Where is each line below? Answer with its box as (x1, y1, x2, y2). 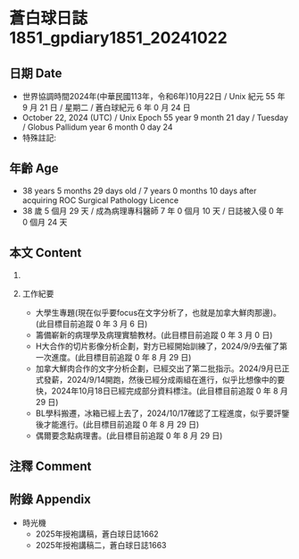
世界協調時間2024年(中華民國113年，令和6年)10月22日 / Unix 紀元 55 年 (21, 91, 286, 101)
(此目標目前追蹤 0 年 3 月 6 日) (35, 318, 148, 329)
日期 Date (9, 65, 62, 80)
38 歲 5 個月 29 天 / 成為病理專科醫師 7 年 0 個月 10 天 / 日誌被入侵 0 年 (21, 205, 284, 216)
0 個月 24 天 (21, 216, 68, 227)
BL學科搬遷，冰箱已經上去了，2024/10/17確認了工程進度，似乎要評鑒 (35, 408, 290, 419)
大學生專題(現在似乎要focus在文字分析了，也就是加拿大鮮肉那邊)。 (35, 307, 281, 318)
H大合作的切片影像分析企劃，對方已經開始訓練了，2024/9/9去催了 (35, 341, 280, 351)
